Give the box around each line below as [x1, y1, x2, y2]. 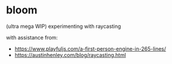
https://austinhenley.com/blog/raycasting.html [14, 51, 126, 58]
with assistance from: [6, 34, 58, 41]
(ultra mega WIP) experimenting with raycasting [6, 23, 121, 30]
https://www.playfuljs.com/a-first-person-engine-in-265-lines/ [14, 45, 167, 52]
